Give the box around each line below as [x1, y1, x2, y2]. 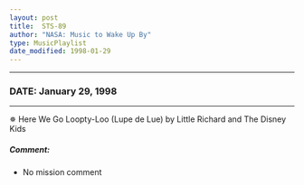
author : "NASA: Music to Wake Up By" [9, 30, 152, 39]
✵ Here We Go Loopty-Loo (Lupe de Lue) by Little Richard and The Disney [9, 114, 287, 125]
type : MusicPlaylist [9, 38, 88, 48]
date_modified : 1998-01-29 [9, 47, 111, 56]
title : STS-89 [9, 22, 67, 31]
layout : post [9, 13, 59, 23]
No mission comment [22, 167, 102, 178]
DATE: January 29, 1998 [9, 85, 118, 97]
